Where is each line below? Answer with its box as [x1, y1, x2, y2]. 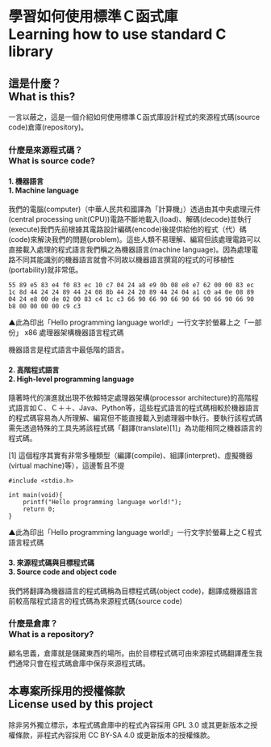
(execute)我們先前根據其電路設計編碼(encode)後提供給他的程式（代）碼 [8, 224, 248, 235]
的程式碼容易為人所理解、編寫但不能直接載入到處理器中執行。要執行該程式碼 [8, 414, 263, 423]
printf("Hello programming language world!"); [23, 499, 182, 507]
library [8, 42, 54, 61]
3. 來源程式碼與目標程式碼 [8, 558, 95, 567]
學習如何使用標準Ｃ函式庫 [8, 7, 179, 26]
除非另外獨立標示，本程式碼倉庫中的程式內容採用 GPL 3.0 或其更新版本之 [8, 719, 251, 729]
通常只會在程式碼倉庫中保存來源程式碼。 [15, 658, 150, 668]
